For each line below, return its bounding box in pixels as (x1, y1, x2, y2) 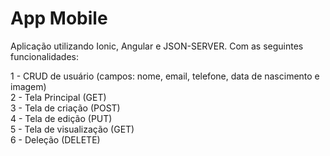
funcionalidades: (10, 50, 80, 62)
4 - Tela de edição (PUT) (10, 112, 113, 124)
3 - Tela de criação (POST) (10, 102, 121, 114)
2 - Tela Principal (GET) (10, 91, 107, 103)
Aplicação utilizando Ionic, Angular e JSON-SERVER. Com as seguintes (10, 40, 304, 52)
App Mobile (10, 7, 108, 30)
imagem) (10, 80, 47, 92)
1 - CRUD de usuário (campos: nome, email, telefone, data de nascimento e (10, 70, 320, 82)
